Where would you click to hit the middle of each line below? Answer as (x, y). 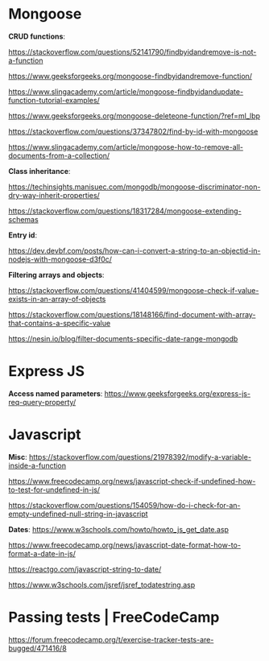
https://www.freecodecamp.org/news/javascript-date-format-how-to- (125, 545)
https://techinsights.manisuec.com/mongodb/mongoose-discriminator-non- (134, 187)
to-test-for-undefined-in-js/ (54, 490)
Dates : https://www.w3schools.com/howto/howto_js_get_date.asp (119, 529)
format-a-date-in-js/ (42, 553)
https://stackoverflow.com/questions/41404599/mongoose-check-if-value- (134, 290)
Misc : (18, 457)
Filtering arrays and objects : (56, 275)
